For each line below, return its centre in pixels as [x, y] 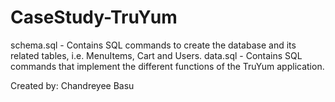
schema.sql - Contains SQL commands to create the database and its [153, 45]
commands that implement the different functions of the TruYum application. [167, 66]
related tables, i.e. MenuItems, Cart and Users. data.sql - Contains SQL [156, 55]
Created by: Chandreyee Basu [72, 85]
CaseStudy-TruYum [94, 17]
